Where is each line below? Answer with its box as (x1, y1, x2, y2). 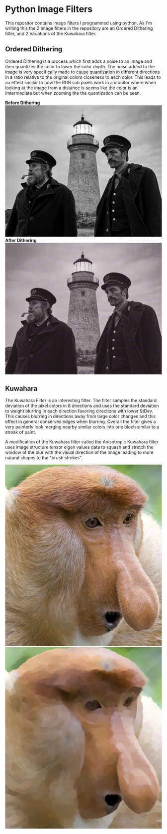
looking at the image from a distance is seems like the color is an (5, 85, 138, 91)
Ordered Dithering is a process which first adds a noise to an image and (5, 58, 153, 64)
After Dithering (5, 238, 37, 244)
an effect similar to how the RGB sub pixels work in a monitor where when (5, 79, 157, 85)
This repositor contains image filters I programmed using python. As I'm (5, 20, 153, 26)
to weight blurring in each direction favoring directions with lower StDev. (5, 408, 153, 414)
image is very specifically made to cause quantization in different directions (5, 69, 160, 75)
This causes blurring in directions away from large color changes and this (5, 414, 156, 419)
